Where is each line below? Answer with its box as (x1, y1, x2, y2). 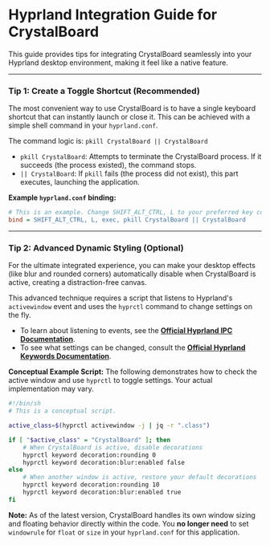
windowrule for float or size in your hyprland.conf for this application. (8, 527, 240, 537)
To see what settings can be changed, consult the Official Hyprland (19, 343, 246, 352)
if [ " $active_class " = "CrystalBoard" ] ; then (8, 436, 171, 444)
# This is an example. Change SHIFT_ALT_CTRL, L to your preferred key (8, 209, 253, 217)
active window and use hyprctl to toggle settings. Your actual (8, 376, 213, 385)
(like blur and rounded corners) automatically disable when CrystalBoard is (8, 269, 256, 279)
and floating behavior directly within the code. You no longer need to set (8, 519, 249, 528)
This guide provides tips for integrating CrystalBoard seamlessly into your (8, 49, 252, 59)
